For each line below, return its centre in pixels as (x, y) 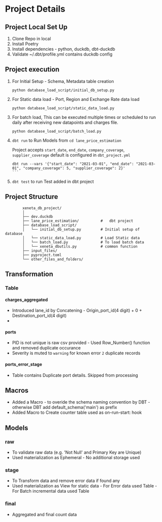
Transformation (29, 274)
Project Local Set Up (36, 27)
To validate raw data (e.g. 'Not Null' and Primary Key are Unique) (77, 452)
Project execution (32, 69)
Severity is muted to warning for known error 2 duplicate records (76, 353)
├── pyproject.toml (42, 255)
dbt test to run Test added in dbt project (53, 181)
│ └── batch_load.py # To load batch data (83, 242)
